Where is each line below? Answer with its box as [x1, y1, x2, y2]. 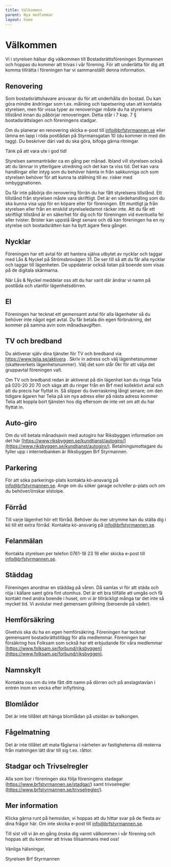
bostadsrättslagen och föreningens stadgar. [5, 117, 97, 124]
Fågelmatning [5, 728, 50, 737]
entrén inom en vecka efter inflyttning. [5, 685, 86, 691]
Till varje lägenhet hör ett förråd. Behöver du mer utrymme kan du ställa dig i [5, 516, 166, 522]
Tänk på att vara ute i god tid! [5, 148, 67, 154]
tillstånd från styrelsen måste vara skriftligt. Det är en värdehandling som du [5, 195, 165, 201]
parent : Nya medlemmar [5, 12, 54, 17]
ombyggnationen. [5, 180, 42, 186]
